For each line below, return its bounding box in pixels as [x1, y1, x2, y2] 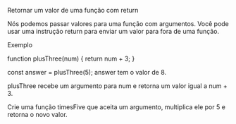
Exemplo [7, 41, 33, 49]
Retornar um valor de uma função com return [7, 6, 139, 14]
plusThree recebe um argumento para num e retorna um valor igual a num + [7, 82, 228, 90]
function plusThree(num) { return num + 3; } [7, 54, 135, 63]
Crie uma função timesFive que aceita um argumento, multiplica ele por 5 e [7, 103, 225, 111]
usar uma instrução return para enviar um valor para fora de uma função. [7, 27, 220, 35]
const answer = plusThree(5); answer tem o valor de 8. [7, 68, 167, 76]
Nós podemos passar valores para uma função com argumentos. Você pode [7, 20, 229, 27]
